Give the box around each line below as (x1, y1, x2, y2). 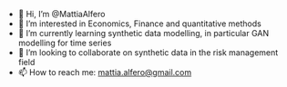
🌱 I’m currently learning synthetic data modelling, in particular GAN (17, 28, 270, 38)
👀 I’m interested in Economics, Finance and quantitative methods (17, 18, 261, 29)
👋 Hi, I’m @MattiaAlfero (17, 9, 106, 19)
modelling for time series (17, 37, 112, 48)
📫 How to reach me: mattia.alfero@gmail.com (17, 67, 192, 77)
